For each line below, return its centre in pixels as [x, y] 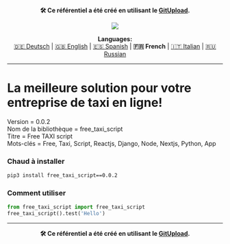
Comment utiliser [37, 193]
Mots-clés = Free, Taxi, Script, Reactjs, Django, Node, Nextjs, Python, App [112, 143]
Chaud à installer [36, 161]
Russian [115, 54]
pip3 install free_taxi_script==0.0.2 [62, 175]
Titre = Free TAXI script [40, 136]
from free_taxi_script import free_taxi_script [76, 207]
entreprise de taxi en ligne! [85, 103]
